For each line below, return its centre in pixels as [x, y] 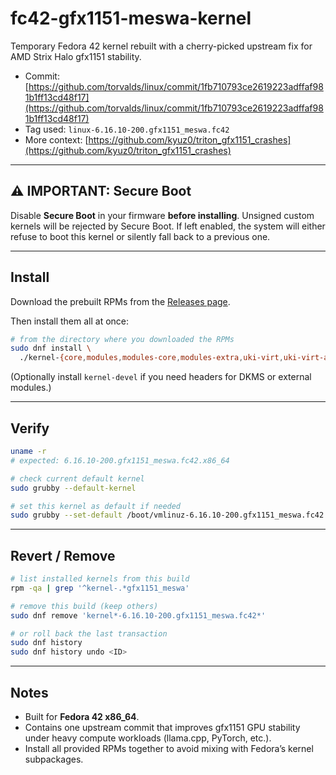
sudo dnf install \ [51, 348]
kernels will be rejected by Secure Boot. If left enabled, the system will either [168, 226]
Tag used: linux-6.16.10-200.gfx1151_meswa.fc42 [127, 129]
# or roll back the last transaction [89, 633]
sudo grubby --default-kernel [73, 488]
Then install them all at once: [70, 321]
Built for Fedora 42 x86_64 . [82, 716]
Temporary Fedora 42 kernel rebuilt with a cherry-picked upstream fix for [161, 46]
